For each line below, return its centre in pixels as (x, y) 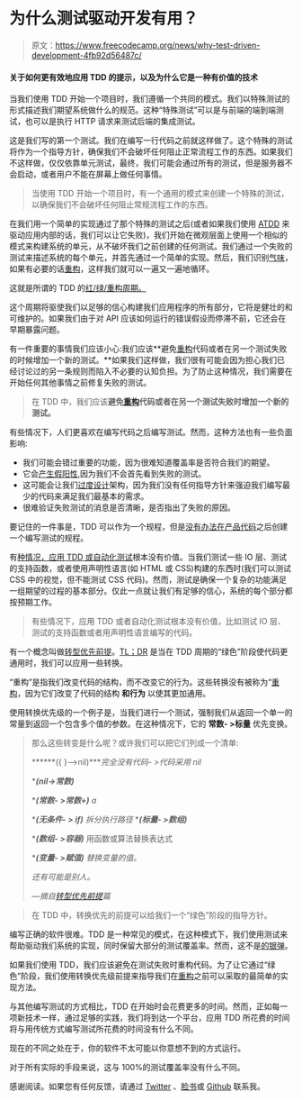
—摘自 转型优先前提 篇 (71, 896)
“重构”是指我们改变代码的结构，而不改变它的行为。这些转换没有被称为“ (141, 682)
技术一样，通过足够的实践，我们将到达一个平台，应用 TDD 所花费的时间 (157, 1018)
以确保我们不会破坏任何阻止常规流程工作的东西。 (122, 205)
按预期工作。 (33, 602)
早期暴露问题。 (37, 330)
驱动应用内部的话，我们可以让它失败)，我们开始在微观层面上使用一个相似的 (149, 235)
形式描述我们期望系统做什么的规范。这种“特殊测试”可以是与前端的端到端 (143, 110)
